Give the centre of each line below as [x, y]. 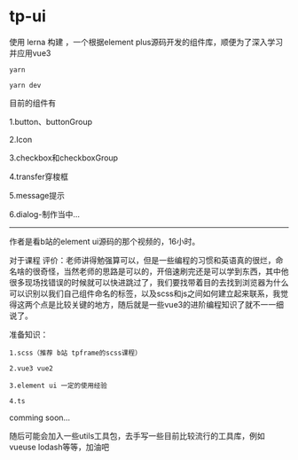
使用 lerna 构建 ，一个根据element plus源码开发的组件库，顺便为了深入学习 [146, 42]
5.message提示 [37, 195]
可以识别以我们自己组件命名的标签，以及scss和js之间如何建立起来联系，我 [145, 293]
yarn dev [25, 85]
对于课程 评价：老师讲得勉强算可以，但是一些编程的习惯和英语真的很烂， [142, 260]
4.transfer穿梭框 [39, 176]
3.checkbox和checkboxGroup [63, 158]
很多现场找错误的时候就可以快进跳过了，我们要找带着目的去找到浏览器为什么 [149, 282]
